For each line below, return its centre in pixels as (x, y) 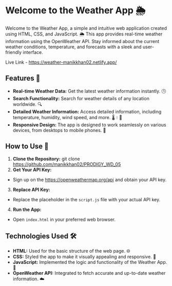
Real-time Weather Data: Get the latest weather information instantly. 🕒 (89, 91)
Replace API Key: (31, 189)
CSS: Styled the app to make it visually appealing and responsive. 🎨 (84, 257)
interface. (33, 52)
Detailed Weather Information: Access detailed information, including (87, 111)
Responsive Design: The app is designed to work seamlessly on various (89, 125)
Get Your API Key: (32, 169)
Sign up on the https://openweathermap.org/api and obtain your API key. (90, 179)
